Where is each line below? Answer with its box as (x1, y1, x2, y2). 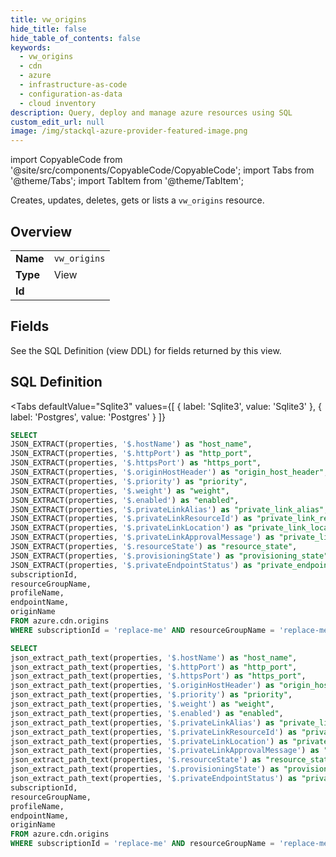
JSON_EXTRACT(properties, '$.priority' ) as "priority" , (10, 476, 248, 486)
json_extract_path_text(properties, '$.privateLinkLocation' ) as (10, 736, 288, 746)
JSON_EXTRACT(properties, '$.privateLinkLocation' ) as (10, 523, 244, 533)
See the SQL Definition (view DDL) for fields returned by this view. (10, 344, 282, 356)
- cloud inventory (19, 98, 97, 108)
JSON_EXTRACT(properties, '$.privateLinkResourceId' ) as (10, 514, 253, 524)
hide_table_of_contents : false (10, 33, 141, 43)
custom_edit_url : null (10, 117, 105, 127)
